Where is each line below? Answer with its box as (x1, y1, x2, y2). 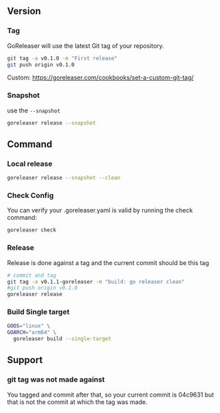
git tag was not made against (7, 375, 105, 384)
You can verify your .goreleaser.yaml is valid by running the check (7, 206, 193, 214)
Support (7, 354, 43, 366)
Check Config (7, 191, 54, 201)
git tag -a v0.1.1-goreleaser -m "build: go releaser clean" (7, 278, 185, 285)
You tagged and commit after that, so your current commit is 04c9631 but (7, 390, 214, 399)
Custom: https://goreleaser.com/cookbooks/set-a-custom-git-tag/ (7, 73, 194, 82)
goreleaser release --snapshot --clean (7, 175, 121, 182)
